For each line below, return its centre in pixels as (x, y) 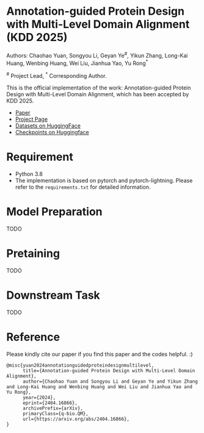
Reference (33, 337)
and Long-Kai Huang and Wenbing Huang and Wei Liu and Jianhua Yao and (99, 387)
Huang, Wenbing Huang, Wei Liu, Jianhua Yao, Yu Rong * (77, 63)
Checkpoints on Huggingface (52, 132)
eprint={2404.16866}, (50, 403)
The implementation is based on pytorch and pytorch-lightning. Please (104, 180)
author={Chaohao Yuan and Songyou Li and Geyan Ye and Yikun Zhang (110, 381)
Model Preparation (54, 212)
